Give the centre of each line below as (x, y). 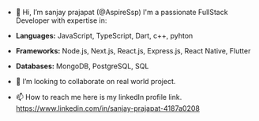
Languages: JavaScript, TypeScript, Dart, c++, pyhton (104, 36)
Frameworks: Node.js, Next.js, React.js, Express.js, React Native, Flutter (133, 51)
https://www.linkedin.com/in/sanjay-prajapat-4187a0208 (107, 108)
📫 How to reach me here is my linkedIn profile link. (99, 97)
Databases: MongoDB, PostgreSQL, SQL (82, 66)
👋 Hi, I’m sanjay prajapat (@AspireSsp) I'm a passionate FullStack (122, 12)
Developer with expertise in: (61, 20)
